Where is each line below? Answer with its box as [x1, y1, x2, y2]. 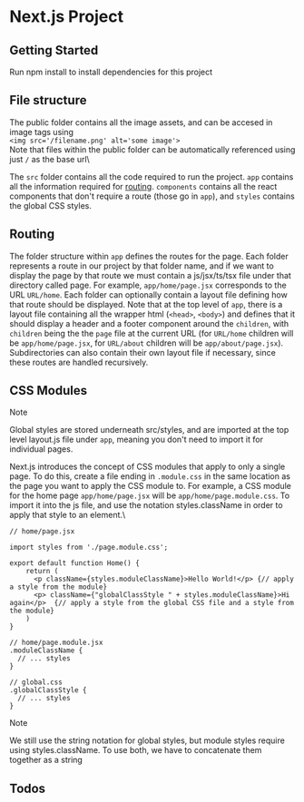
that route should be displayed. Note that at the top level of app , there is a [9, 298, 283, 309]
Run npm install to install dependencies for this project [9, 66, 213, 77]
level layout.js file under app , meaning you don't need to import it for [9, 434, 263, 445]
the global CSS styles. [9, 200, 93, 210]
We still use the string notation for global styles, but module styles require [9, 735, 286, 746]
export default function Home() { [9, 559, 141, 568]
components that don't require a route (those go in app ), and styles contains [9, 191, 295, 201]
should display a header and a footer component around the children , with [9, 318, 289, 328]
